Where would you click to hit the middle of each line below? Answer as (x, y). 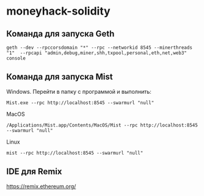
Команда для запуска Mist (60, 77)
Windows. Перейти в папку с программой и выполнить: (79, 91)
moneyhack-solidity (59, 11)
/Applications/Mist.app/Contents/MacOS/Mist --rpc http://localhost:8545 (102, 125)
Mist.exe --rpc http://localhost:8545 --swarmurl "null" (80, 103)
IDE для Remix (34, 172)
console (16, 58)
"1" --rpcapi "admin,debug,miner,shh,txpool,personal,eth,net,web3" (97, 53)
